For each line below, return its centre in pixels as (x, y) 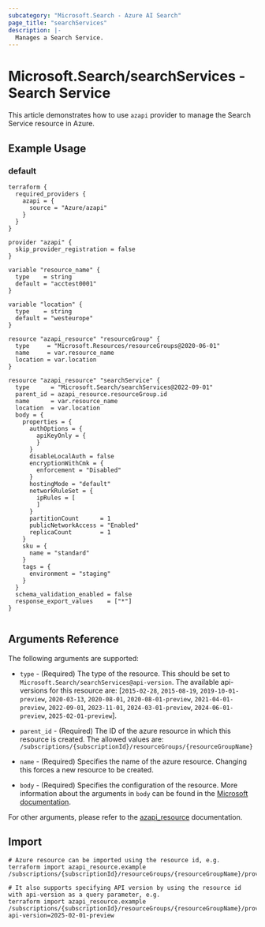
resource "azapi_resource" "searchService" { (84, 380)
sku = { (35, 546)
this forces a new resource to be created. (86, 769)
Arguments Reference (64, 639)
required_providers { (51, 194)
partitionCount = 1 (70, 518)
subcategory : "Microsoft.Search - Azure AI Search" (95, 15)
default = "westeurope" (54, 318)
